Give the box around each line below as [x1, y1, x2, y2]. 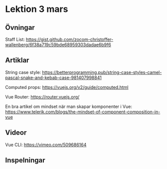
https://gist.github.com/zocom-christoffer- [25, 36, 114, 42]
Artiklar [5, 56, 29, 65]
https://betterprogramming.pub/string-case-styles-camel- [42, 69, 162, 75]
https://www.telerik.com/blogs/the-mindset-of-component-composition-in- [5, 108, 161, 115]
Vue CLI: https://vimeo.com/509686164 [5, 142, 87, 148]
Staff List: [5, 36, 25, 42]
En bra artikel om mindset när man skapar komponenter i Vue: [5, 103, 132, 109]
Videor [5, 128, 27, 137]
